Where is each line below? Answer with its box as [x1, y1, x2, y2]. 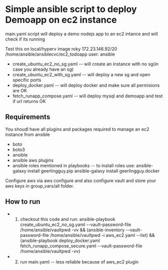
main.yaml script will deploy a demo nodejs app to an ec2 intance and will [5, 31, 158, 37]
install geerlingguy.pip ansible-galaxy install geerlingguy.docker [27, 168, 160, 174]
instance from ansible [5, 131, 50, 138]
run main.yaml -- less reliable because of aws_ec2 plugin [20, 258, 139, 264]
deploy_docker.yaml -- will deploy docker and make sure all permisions [12, 82, 160, 88]
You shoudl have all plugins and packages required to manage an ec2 [5, 126, 149, 132]
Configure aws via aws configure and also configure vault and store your [5, 177, 156, 184]
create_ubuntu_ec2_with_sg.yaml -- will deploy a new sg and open [12, 71, 150, 77]
